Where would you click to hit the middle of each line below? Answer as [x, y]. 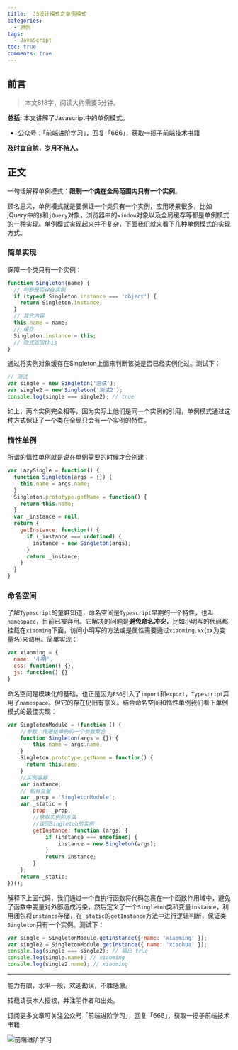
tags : [15, 34]
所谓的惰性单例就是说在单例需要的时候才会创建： [79, 457]
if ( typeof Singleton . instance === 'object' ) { [85, 296]
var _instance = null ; [47, 517]
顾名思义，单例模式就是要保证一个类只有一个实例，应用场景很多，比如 [110, 206]
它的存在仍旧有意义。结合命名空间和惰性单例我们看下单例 [144, 702]
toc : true [22, 47]
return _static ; [44, 877]
